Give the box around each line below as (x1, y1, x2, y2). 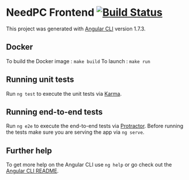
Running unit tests (6, 75, 74, 85)
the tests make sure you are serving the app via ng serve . (6, 129, 145, 136)
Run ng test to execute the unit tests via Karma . (6, 90, 122, 97)
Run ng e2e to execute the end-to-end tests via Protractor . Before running (6, 123, 184, 130)
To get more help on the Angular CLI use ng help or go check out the (6, 161, 172, 168)
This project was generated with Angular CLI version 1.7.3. (6, 25, 146, 32)
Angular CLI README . (6, 167, 59, 175)
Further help (6, 146, 53, 155)
